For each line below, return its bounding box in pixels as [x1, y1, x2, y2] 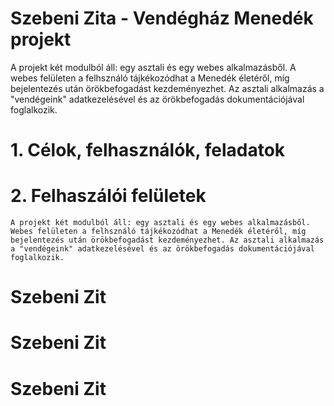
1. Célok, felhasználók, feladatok [10, 139, 286, 162]
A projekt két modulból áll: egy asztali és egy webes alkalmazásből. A [10, 61, 297, 73]
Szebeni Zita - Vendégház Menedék [10, 7, 314, 30]
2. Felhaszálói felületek [10, 185, 207, 207]
